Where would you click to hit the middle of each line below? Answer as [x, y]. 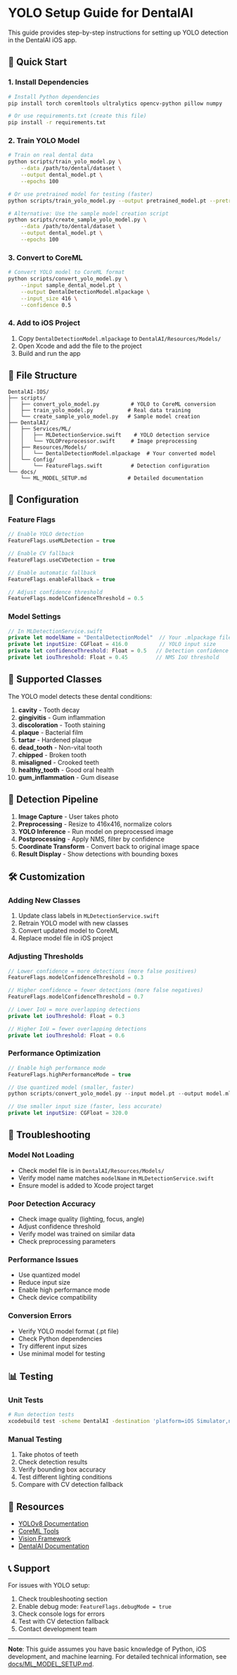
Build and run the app [49, 353]
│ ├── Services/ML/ [40, 429]
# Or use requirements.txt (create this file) [77, 116]
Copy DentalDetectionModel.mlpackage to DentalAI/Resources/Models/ [120, 338]
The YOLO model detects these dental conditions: [80, 696]
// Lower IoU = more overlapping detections [74, 1010]
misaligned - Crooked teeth [58, 762]
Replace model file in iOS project [65, 938]
